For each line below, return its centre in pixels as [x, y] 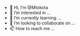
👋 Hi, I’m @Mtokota [29, 8]
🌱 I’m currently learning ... [35, 18]
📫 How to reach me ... [32, 28]
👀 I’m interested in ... [30, 13]
